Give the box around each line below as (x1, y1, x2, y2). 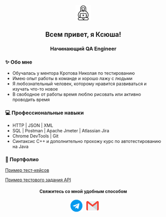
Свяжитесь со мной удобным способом (39, 188, 127, 194)
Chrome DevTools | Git (12, 133, 58, 139)
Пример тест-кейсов (5, 167, 50, 173)
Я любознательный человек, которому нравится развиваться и (12, 81, 147, 87)
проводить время (12, 97, 50, 103)
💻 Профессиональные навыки (5, 109, 84, 116)
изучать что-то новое (12, 86, 58, 92)
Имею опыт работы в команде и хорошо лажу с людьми (12, 75, 133, 81)
